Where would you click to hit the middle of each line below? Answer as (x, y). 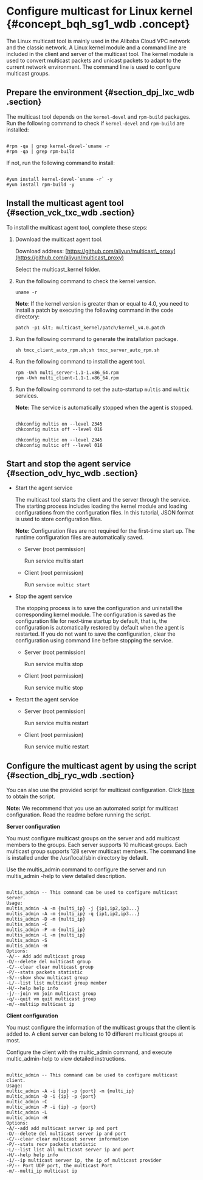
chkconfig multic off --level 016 (59, 445)
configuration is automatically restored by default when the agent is (100, 628)
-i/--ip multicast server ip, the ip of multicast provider (84, 1161)
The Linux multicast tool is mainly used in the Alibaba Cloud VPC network (98, 41)
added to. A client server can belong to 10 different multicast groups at (95, 1034)
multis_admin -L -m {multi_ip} (46, 935)
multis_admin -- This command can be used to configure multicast (92, 893)
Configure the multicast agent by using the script (101, 766)
